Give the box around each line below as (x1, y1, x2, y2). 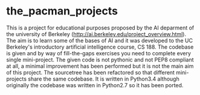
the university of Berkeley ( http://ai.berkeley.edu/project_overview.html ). (6, 30, 186, 37)
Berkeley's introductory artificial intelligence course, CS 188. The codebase (6, 43, 194, 51)
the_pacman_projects (6, 4, 118, 18)
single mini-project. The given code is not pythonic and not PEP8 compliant (6, 56, 194, 63)
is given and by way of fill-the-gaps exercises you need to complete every (6, 49, 192, 57)
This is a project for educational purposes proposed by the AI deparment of (6, 24, 195, 31)
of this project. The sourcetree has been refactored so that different (6, 69, 175, 76)
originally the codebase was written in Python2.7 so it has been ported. (6, 81, 184, 88)
